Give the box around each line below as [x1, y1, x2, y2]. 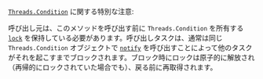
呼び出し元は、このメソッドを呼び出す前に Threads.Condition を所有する [8, 23, 244, 33]
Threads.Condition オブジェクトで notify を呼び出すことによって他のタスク [8, 43, 253, 52]
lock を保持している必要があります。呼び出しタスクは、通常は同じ [8, 34, 223, 42]
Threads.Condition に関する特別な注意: [8, 7, 134, 16]
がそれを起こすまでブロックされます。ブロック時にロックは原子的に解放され [8, 53, 255, 62]
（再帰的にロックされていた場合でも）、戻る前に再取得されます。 [8, 63, 217, 72]
